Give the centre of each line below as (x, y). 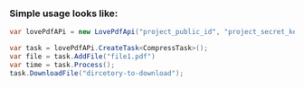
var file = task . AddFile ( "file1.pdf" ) (82, 57)
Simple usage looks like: (64, 13)
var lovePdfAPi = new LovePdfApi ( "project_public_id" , (115, 32)
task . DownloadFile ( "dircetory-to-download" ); (96, 73)
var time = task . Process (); (62, 65)
